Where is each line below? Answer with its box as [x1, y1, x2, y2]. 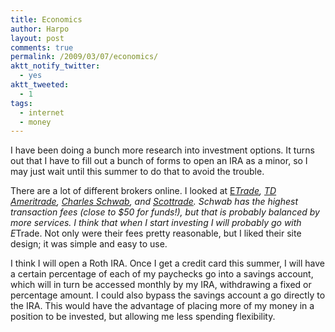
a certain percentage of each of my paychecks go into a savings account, [10, 268, 314, 280]
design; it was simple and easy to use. [10, 238, 168, 250]
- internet [19, 107, 65, 118]
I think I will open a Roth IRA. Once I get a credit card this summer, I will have [10, 257, 325, 270]
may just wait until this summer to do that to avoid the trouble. [10, 166, 265, 178]
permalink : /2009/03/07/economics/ [10, 52, 159, 62]
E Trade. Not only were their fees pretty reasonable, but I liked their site [10, 227, 302, 240]
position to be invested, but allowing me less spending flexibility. [10, 311, 276, 323]
